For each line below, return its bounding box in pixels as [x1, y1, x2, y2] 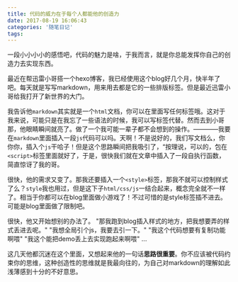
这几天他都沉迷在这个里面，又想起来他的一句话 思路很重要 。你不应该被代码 [7, 249, 225, 259]
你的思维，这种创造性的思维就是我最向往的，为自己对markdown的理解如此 [13, 259, 231, 267]
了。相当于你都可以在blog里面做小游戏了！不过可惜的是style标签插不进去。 [7, 193, 227, 202]
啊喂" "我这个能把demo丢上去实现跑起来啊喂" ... [7, 235, 147, 243]
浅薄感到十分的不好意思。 [7, 267, 82, 276]
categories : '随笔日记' [7, 23, 73, 30]
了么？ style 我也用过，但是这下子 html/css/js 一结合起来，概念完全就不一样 [7, 184, 226, 193]
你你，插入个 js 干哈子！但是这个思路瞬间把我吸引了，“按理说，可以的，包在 [7, 142, 228, 151]
